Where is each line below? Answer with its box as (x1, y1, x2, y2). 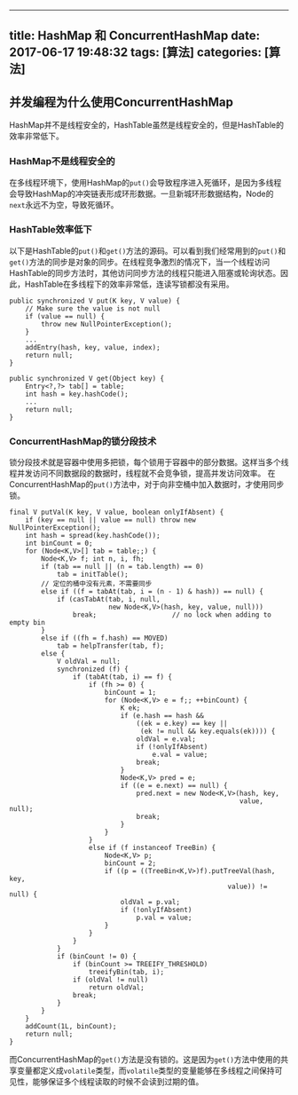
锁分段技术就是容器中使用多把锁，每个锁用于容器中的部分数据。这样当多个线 (9, 457, 289, 468)
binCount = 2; (104, 859, 157, 868)
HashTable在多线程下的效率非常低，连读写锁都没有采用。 (24, 279, 234, 289)
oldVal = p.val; (120, 898, 180, 907)
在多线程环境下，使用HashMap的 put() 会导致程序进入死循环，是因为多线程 (9, 177, 282, 187)
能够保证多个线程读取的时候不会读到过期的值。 (32, 1076, 204, 1087)
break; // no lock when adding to (72, 611, 272, 619)
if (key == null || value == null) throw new (25, 516, 197, 524)
